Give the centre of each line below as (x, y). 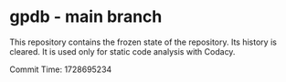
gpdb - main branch (86, 17)
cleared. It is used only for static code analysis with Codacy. (122, 51)
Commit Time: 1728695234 (61, 69)
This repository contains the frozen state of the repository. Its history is (143, 42)
